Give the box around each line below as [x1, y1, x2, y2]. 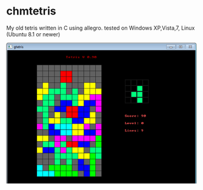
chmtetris [6, 4, 56, 18]
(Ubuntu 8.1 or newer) [6, 30, 61, 38]
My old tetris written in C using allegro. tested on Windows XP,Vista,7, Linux [6, 24, 195, 31]
